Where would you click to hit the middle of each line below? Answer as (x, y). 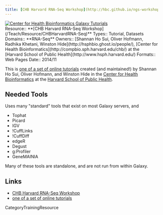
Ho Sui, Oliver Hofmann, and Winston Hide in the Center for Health (72, 74)
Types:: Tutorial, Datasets (118, 33)
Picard (18, 121)
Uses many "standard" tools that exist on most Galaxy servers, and (72, 106)
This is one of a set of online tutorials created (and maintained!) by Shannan (81, 69)
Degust (19, 147)
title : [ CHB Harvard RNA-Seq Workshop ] (45, 9)
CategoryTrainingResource (32, 208)
